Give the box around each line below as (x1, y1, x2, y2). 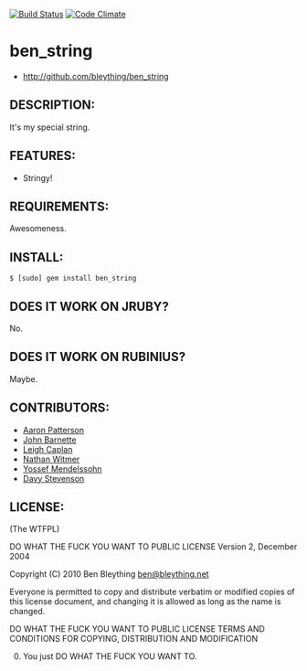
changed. (9, 606, 46, 617)
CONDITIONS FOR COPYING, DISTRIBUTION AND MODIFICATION (9, 634, 259, 644)
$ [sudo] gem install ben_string (9, 274, 137, 283)
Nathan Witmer (22, 453, 80, 464)
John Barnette (22, 434, 77, 445)
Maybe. (9, 373, 38, 384)
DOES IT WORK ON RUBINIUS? (9, 349, 185, 365)
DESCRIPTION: (9, 97, 96, 113)
